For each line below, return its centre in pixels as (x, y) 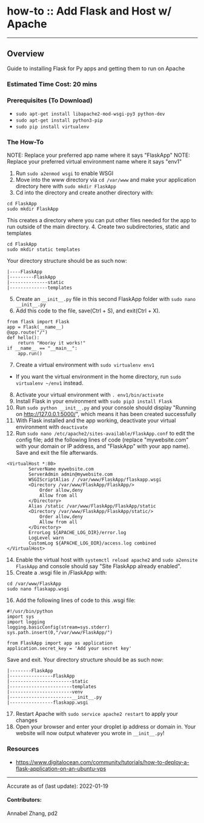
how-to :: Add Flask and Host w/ (89, 11)
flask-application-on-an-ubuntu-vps (61, 768)
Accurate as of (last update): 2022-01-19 (58, 786)
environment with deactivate (52, 427)
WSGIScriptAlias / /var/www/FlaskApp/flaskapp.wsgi (95, 480)
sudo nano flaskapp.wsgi (38, 589)
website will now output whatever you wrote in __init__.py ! (90, 733)
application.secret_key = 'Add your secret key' (69, 649)
